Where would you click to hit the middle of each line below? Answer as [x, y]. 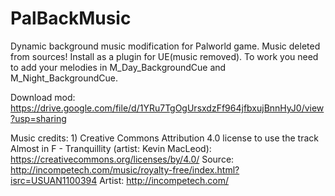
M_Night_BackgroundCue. [64, 78]
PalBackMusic [71, 18]
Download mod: [43, 97]
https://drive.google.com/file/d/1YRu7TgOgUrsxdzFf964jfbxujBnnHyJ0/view [167, 108]
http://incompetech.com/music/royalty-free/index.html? [125, 169]
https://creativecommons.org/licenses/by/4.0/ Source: [122, 159]
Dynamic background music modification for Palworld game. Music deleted [165, 46]
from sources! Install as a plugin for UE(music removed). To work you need [164, 56]
